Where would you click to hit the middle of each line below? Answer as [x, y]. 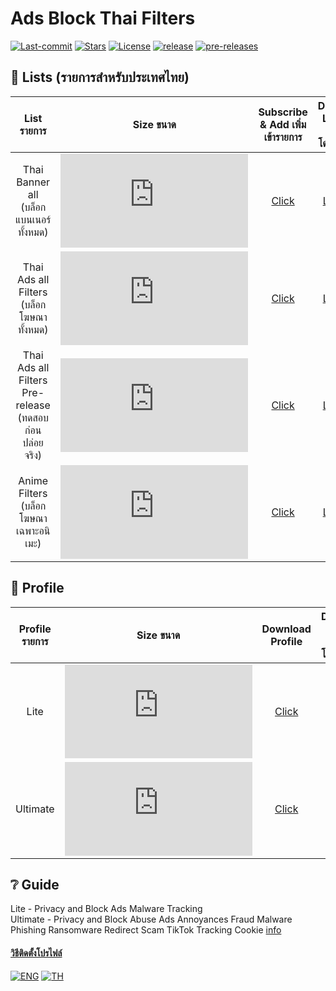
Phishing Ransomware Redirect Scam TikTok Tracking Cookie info [146, 930]
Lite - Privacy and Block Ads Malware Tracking [106, 909]
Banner [33, 182]
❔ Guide [35, 884]
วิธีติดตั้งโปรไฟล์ [36, 953]
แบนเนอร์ [33, 219]
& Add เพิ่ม [283, 124]
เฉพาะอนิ [33, 530]
